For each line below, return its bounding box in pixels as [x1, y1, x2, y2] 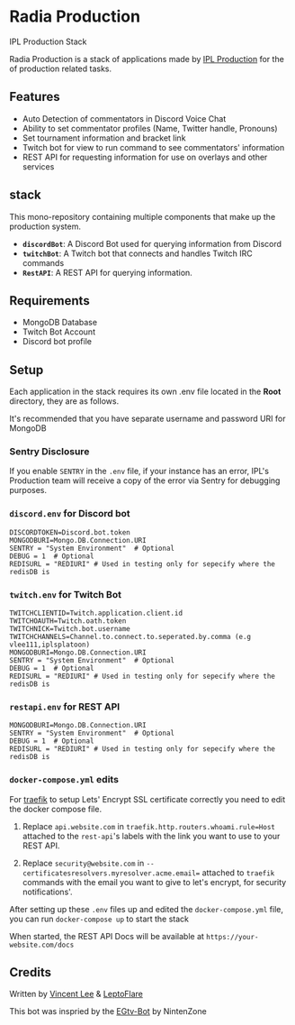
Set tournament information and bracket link [22, 133, 186, 143]
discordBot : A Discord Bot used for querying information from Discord [22, 238, 282, 249]
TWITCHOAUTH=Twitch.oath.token [9, 617, 127, 626]
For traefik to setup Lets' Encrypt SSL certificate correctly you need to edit [9, 793, 286, 804]
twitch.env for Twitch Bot [9, 588, 121, 600]
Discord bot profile [22, 336, 93, 347]
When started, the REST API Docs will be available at [9, 930, 205, 941]
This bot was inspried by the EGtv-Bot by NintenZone [9, 1006, 207, 1017]
